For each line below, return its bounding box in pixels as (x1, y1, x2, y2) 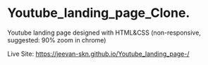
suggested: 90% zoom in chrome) (7, 35, 106, 44)
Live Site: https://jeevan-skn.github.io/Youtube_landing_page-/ (7, 49, 190, 58)
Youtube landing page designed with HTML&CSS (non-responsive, (7, 28, 201, 37)
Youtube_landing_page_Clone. (7, 5, 190, 21)
